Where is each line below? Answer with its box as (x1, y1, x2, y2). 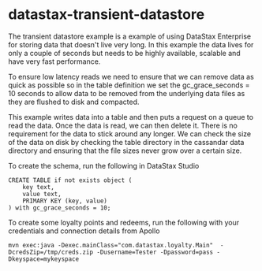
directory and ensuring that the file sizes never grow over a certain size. (8, 146, 242, 155)
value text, (22, 190, 62, 198)
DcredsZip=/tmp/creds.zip (8, 248, 93, 256)
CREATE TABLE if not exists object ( (8, 176, 133, 184)
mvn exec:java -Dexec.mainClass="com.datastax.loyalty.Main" (8, 241, 214, 249)
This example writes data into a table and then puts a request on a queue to (8, 112, 254, 121)
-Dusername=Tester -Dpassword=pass (95, 248, 214, 256)
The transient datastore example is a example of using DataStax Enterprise (8, 32, 251, 41)
